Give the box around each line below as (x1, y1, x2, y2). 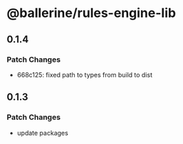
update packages (16, 128, 68, 137)
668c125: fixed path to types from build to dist (16, 70, 153, 79)
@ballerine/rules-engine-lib (6, 5, 176, 21)
